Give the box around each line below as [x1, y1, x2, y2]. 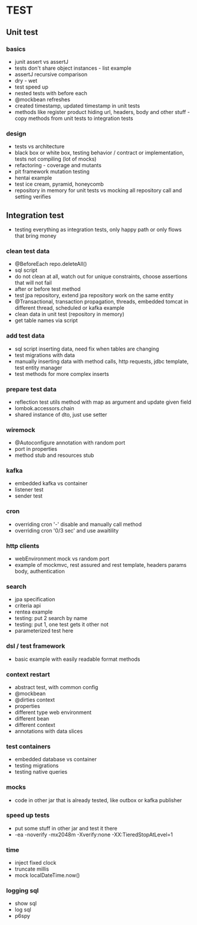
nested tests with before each [14, 89, 87, 96]
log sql [14, 906, 31, 913]
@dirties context [14, 696, 55, 703]
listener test [14, 486, 44, 494]
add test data [6, 332, 45, 340]
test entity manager [14, 364, 63, 371]
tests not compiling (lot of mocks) [14, 155, 97, 163]
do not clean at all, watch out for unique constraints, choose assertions [14, 273, 188, 280]
